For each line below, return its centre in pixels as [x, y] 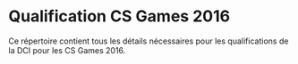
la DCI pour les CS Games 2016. [67, 50]
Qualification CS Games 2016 [119, 16]
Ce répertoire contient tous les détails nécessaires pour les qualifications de [149, 41]
